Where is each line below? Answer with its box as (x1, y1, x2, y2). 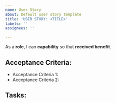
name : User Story (5, 7, 41, 12)
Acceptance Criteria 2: (12, 77, 59, 83)
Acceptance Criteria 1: (12, 71, 58, 77)
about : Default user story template (5, 12, 81, 17)
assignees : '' (5, 26, 35, 31)
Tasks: (5, 91, 26, 100)
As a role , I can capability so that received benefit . (5, 44, 111, 50)
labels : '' (5, 21, 28, 26)
